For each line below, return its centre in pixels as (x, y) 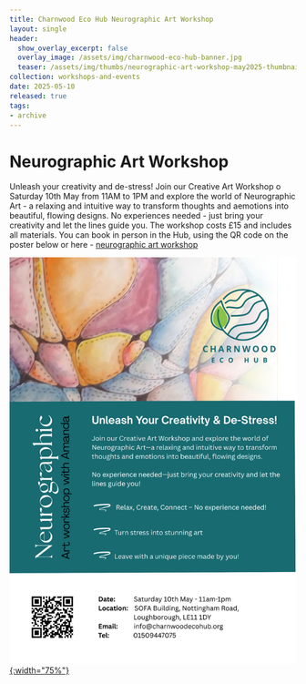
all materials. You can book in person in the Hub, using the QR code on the (149, 235)
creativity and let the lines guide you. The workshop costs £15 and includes (151, 225)
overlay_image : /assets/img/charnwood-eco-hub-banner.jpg (130, 58)
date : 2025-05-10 (42, 87)
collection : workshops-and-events (75, 77)
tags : (20, 106)
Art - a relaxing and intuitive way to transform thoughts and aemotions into (149, 206)
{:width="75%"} (40, 670)
